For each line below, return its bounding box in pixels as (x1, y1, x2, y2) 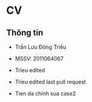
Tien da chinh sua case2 (14, 90, 76, 97)
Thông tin (6, 28, 43, 38)
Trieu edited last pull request (14, 79, 86, 85)
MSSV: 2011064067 (14, 55, 64, 62)
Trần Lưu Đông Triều (14, 43, 67, 50)
